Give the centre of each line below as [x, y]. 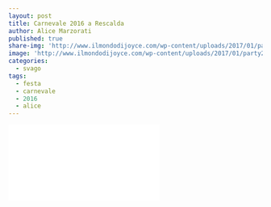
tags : [17, 76]
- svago [29, 69]
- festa [29, 83]
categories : [28, 61]
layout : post [30, 16]
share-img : [27, 46]
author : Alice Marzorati [50, 31]
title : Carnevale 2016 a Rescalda [67, 23]
